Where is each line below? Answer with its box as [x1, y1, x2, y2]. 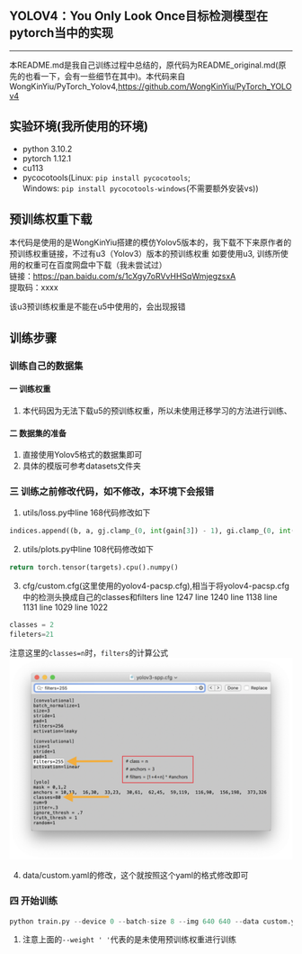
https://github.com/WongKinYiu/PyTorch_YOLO [118, 80, 292, 92]
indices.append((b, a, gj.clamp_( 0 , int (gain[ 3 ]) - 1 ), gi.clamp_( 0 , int [9, 526, 292, 536]
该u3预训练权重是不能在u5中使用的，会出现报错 [9, 301, 186, 313]
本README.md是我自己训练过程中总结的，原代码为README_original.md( [9, 59, 279, 70]
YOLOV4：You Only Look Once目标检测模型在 [9, 8, 269, 24]
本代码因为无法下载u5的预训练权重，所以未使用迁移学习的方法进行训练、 [22, 404, 292, 416]
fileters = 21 [9, 630, 54, 640]
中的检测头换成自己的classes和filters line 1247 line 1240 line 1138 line [22, 592, 278, 603]
